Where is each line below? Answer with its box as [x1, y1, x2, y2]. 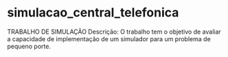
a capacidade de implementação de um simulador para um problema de [7, 34, 211, 43]
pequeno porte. [7, 42, 52, 50]
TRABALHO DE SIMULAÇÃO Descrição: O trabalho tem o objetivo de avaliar [7, 27, 221, 36]
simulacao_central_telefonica [7, 5, 179, 21]
